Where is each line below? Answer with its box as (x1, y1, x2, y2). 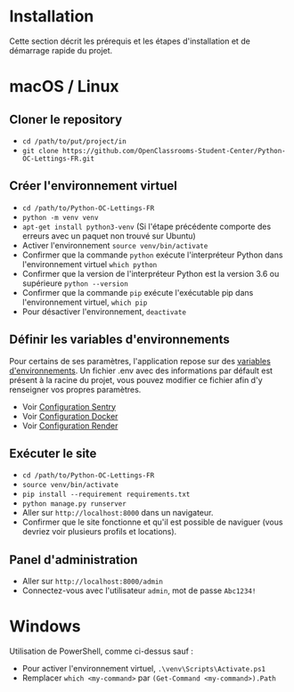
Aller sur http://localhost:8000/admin (21, 576, 163, 587)
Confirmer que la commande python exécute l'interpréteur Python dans (21, 249, 283, 260)
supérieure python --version (21, 278, 129, 289)
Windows (9, 616, 81, 637)
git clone (21, 146, 60, 155)
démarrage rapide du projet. (9, 45, 113, 55)
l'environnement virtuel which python (21, 258, 158, 269)
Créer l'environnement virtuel (9, 178, 178, 193)
